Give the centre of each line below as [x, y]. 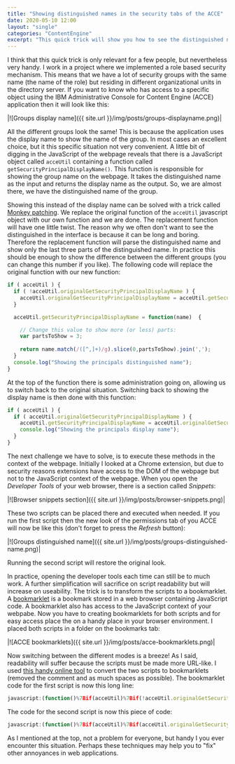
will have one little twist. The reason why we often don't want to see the [111, 227]
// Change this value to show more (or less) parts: [98, 330]
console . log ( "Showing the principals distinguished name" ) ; [103, 362]
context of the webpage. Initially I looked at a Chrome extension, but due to [115, 463]
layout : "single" [33, 27]
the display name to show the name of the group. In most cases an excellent [117, 139]
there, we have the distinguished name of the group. [83, 192]
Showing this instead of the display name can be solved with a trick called [114, 205]
